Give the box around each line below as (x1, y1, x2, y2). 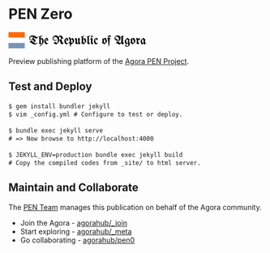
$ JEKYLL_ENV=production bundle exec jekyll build (8, 150, 183, 158)
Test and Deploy (8, 80, 92, 94)
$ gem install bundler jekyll (8, 102, 111, 110)
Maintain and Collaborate (8, 181, 139, 195)
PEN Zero (8, 5, 73, 23)
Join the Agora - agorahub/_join (19, 217, 128, 227)
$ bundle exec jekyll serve (8, 126, 104, 134)
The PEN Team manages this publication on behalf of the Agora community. (8, 202, 262, 212)
